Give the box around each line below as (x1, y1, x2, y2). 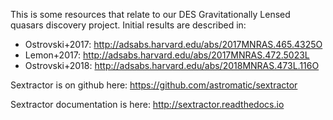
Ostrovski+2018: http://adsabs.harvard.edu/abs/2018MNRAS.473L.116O (24, 60, 320, 71)
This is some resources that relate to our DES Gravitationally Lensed (10, 9, 291, 20)
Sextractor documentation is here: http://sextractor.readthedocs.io (10, 99, 285, 110)
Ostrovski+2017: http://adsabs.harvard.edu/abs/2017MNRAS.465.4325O (24, 39, 323, 50)
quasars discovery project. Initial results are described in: (10, 19, 247, 31)
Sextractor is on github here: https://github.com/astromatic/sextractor (10, 79, 298, 91)
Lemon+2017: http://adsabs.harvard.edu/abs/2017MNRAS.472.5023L (24, 49, 310, 61)
